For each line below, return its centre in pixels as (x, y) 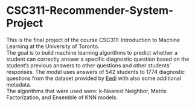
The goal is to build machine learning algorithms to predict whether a (92, 52)
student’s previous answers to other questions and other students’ (88, 65)
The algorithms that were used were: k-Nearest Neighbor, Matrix (87, 91)
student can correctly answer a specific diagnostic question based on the (98, 59)
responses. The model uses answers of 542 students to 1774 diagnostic (96, 72)
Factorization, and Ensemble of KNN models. (62, 97)
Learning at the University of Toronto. (53, 46)
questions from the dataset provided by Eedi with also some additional (94, 78)
